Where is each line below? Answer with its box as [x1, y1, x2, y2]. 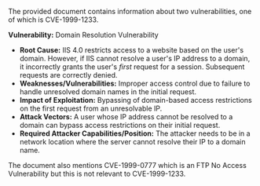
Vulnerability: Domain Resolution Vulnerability [8, 31, 159, 39]
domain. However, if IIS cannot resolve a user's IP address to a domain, [19, 54, 251, 63]
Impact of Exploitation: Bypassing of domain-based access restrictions [19, 96, 253, 104]
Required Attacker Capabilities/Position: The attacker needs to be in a [19, 129, 251, 138]
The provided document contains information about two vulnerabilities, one [8, 7, 252, 16]
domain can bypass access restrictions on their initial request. [19, 121, 221, 129]
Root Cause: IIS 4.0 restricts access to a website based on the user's [19, 46, 244, 54]
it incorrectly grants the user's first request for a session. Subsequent [19, 62, 245, 71]
